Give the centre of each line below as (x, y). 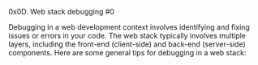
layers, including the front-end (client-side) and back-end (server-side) (127, 44)
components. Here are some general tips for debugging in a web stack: (127, 53)
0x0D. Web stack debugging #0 (62, 12)
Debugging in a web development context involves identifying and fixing (129, 27)
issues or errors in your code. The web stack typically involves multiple (127, 36)
